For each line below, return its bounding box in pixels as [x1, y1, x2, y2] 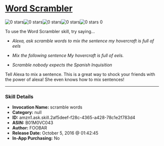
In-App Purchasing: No [12, 135, 60, 141]
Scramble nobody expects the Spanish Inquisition [12, 62, 112, 68]
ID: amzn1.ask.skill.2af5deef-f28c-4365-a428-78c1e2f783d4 [12, 115, 136, 121]
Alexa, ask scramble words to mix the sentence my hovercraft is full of [12, 37, 154, 44]
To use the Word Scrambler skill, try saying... [5, 28, 95, 34]
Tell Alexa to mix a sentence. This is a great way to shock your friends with [5, 71, 155, 77]
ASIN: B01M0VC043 [12, 120, 54, 126]
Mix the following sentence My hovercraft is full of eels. [12, 52, 124, 58]
